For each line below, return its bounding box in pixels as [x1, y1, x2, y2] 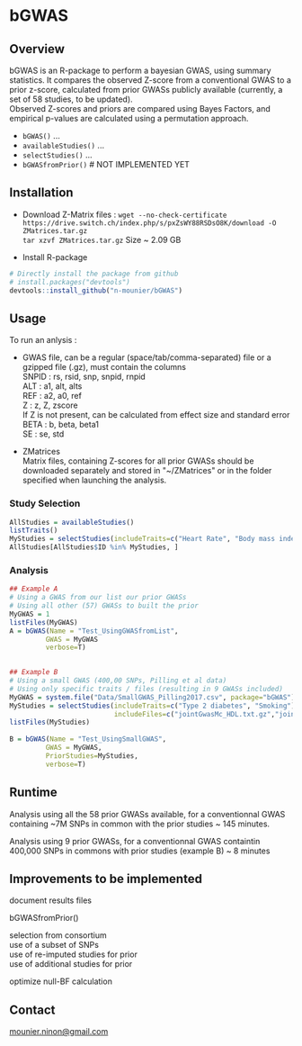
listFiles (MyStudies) [9, 717, 91, 727]
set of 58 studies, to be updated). [9, 94, 133, 104]
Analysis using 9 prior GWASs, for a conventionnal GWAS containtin [9, 835, 261, 846]
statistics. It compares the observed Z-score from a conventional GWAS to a [9, 75, 292, 86]
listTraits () [9, 526, 58, 536]
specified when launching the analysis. [22, 474, 167, 486]
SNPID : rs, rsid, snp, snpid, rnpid [22, 371, 146, 383]
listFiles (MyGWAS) [9, 618, 78, 627]
